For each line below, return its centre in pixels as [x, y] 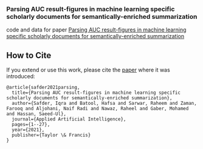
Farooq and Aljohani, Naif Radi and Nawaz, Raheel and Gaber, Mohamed [98, 109]
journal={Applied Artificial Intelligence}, [69, 119]
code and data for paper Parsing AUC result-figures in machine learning [96, 30]
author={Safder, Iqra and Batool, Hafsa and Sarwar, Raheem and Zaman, [105, 104]
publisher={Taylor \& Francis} [51, 135]
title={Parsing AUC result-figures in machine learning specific [96, 93]
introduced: [21, 76]
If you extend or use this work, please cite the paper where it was [88, 70]
